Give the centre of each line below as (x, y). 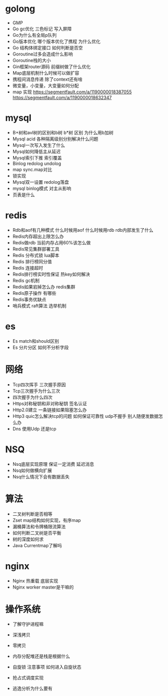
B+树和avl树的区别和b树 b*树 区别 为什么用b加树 (63, 132)
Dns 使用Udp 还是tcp (34, 429)
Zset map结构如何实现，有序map (47, 520)
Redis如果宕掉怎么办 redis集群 (44, 287)
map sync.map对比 (32, 169)
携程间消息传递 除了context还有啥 (48, 79)
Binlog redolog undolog (37, 163)
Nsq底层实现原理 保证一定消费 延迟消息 (53, 464)
